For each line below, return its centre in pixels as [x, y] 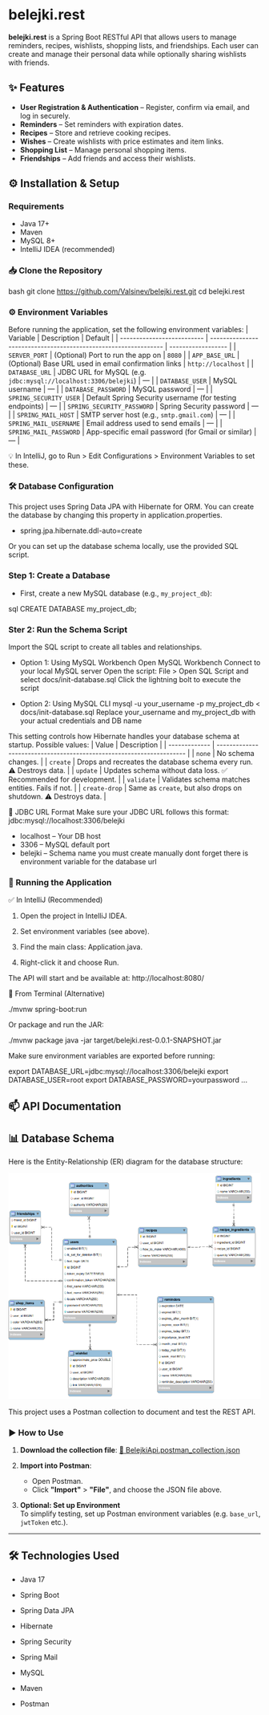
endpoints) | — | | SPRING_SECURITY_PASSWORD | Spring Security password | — [133, 406]
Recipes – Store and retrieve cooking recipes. [95, 132]
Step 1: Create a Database [59, 575]
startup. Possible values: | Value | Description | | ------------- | [111, 745]
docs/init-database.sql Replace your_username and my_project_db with [138, 712]
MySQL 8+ [38, 241]
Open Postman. [57, 1481]
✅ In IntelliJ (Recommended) [56, 900]
